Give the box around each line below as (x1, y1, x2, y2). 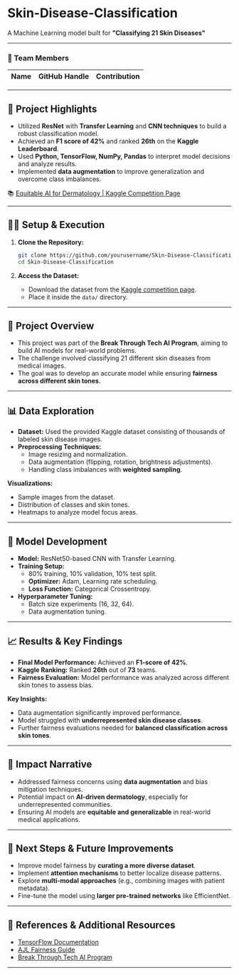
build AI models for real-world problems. (17, 346, 137, 355)
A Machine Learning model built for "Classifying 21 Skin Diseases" (7, 29, 206, 37)
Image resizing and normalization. (28, 450, 128, 459)
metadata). (17, 884, 50, 892)
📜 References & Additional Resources (7, 919, 176, 931)
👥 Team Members (7, 53, 70, 63)
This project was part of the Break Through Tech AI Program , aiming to (17, 339, 228, 347)
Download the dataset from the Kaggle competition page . (28, 285, 197, 294)
